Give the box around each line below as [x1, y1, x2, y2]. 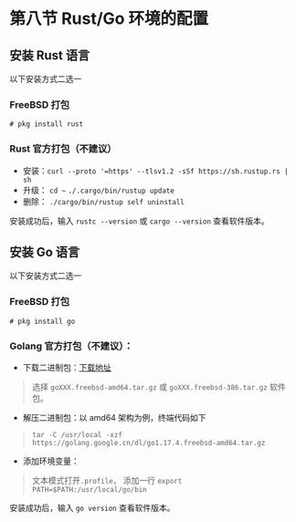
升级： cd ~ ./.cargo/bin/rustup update [22, 184, 175, 195]
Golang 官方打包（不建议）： [9, 339, 134, 352]
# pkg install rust [9, 120, 84, 129]
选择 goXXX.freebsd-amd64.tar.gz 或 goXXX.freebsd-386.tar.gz [31, 381, 268, 392]
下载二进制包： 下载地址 [22, 362, 111, 372]
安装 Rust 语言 [9, 47, 90, 63]
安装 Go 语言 [9, 244, 80, 260]
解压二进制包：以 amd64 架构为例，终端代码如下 [22, 412, 207, 423]
